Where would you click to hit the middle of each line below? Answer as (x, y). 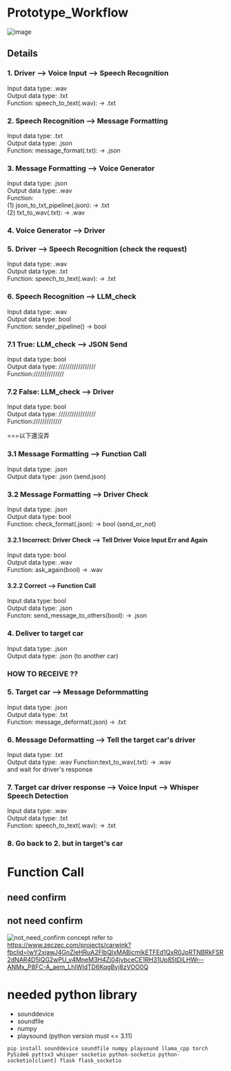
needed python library (72, 994)
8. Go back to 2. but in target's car (65, 843)
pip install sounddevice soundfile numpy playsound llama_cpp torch (108, 1048)
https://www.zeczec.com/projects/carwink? (69, 945)
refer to (102, 937)
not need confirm (45, 921)
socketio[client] (32, 1061)
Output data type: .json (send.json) (57, 476)
